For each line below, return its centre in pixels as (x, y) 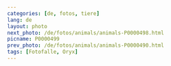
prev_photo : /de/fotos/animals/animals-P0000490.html (86, 45)
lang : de (20, 20)
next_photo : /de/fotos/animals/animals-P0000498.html (86, 33)
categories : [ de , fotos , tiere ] (53, 13)
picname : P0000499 (33, 39)
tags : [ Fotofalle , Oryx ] (43, 52)
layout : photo (27, 26)
